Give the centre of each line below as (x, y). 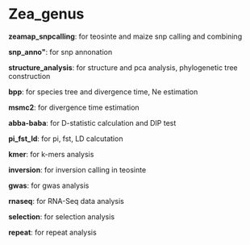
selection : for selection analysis (62, 216)
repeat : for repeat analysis (52, 232)
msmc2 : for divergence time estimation (74, 107)
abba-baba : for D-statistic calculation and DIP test (92, 122)
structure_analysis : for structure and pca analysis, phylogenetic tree (123, 67)
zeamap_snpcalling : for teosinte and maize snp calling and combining (125, 36)
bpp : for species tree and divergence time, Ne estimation (103, 91)
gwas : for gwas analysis (49, 185)
